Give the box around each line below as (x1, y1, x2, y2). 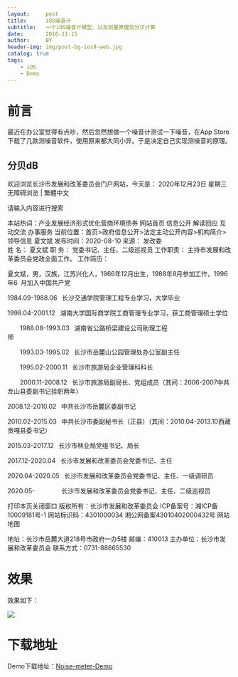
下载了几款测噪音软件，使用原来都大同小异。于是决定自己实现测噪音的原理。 (7, 137, 232, 145)
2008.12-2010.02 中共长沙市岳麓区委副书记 (7, 402, 136, 411)
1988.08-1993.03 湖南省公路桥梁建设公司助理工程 (20, 324, 168, 332)
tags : (7, 57, 23, 64)
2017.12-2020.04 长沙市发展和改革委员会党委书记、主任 (7, 456, 173, 465)
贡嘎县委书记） (7, 426, 51, 435)
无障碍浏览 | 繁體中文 (7, 189, 70, 197)
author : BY (7, 37, 53, 44)
